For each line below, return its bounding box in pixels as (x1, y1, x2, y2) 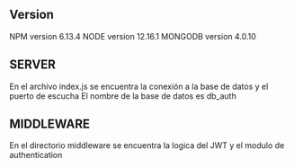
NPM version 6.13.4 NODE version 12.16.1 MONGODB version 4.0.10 (9, 31, 256, 41)
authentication (9, 150, 63, 161)
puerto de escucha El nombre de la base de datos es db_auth (9, 90, 236, 101)
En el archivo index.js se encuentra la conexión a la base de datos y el (9, 81, 269, 92)
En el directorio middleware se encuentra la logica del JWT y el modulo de (9, 140, 285, 151)
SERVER (9, 57, 57, 73)
